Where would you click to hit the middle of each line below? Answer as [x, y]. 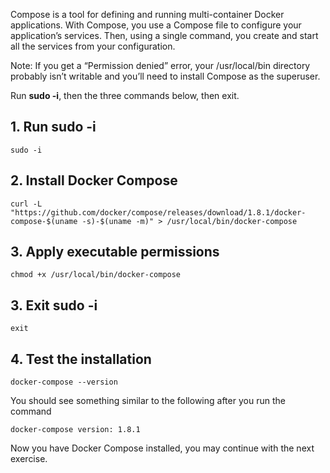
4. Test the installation [81, 359]
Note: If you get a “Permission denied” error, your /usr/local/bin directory [160, 65]
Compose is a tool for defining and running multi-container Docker [147, 14]
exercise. [29, 459]
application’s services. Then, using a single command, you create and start [164, 35]
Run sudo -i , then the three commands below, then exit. [125, 95]
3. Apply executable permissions [115, 252]
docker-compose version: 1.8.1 [75, 430]
